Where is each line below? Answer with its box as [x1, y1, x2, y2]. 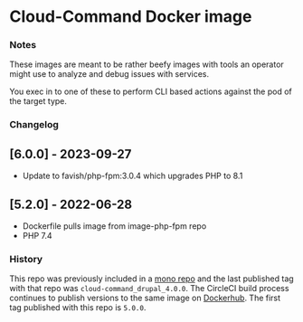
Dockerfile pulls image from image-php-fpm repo [22, 221, 207, 232]
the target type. [9, 96, 68, 107]
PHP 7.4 [22, 231, 52, 241]
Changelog [9, 118, 59, 131]
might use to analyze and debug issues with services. [9, 69, 210, 80]
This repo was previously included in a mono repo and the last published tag [9, 273, 294, 284]
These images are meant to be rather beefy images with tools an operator [9, 59, 285, 70]
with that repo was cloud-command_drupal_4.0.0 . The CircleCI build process [9, 283, 289, 294]
